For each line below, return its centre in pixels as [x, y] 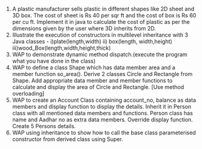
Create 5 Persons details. [44, 126]
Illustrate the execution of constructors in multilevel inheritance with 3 [100, 35]
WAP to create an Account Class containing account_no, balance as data [104, 100]
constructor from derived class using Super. [68, 139]
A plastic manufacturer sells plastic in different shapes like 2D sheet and [103, 9]
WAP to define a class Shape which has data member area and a [94, 67]
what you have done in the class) [54, 61]
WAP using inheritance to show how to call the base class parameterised [104, 132]
